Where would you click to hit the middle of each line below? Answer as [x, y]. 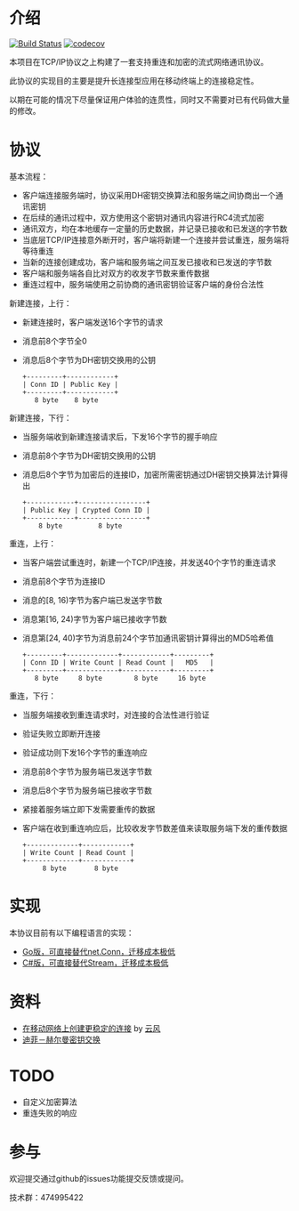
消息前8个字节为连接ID [64, 581]
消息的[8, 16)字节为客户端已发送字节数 [92, 600]
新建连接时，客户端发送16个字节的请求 [93, 322]
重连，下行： [32, 696]
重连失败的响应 [49, 1112]
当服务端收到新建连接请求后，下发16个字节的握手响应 [120, 436]
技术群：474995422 [46, 1197]
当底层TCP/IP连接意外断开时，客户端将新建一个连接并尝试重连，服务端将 [156, 239]
